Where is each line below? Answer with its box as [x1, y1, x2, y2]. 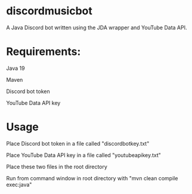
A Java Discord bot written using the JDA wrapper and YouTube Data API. [6, 24, 187, 31]
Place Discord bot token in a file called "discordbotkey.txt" [6, 140, 150, 147]
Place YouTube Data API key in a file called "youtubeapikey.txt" [6, 151, 161, 159]
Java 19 [6, 64, 25, 72]
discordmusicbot [6, 4, 92, 18]
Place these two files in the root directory [6, 163, 107, 170]
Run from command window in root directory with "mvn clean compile [6, 174, 178, 181]
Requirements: [6, 45, 81, 58]
